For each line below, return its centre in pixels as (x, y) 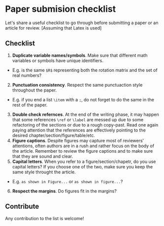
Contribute (22, 207)
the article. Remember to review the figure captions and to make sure (82, 151)
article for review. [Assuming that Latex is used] (53, 28)
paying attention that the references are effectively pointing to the (79, 130)
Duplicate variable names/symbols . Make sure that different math (80, 55)
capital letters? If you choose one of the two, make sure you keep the (82, 166)
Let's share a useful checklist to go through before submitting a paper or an (82, 23)
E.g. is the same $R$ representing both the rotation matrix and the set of (85, 70)
